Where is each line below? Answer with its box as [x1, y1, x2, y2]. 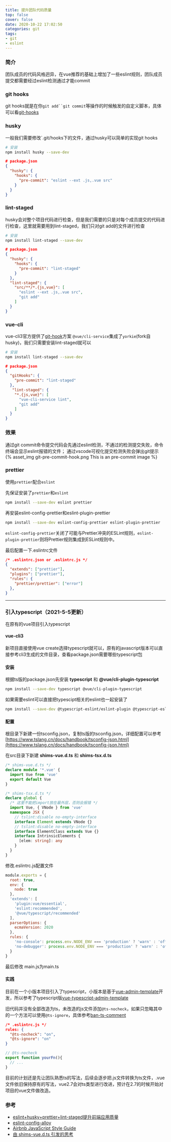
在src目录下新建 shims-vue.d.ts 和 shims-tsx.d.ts [5, 752, 112, 759]
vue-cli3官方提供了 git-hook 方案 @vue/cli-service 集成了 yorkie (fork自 [5, 333, 151, 339]
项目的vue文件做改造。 [5, 1087, 53, 1093]
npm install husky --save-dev [5, 149, 70, 155]
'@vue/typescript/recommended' [14, 910, 81, 916]
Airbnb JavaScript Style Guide [12, 1125, 76, 1131]
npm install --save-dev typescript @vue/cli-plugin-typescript [5, 687, 142, 692]
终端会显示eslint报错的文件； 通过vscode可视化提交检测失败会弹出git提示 [5, 448, 159, 454]
